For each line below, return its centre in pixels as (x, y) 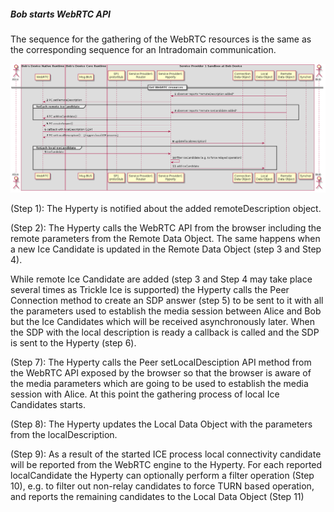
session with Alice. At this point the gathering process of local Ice (145, 394)
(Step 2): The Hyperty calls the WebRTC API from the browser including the (166, 228)
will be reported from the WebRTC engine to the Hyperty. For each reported (166, 465)
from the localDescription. (64, 435)
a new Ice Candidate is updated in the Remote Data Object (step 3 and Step (166, 249)
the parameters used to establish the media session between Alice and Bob (166, 311)
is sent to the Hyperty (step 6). (73, 343)
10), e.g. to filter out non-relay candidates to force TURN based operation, (162, 486)
